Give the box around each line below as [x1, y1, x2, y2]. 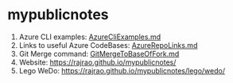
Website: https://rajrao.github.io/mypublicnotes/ [18, 57, 177, 67]
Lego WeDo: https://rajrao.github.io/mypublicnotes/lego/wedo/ [18, 65, 226, 75]
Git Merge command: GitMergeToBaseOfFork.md [18, 49, 180, 58]
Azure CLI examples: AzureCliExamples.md [18, 32, 161, 41]
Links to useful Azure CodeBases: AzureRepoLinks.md [18, 40, 198, 49]
